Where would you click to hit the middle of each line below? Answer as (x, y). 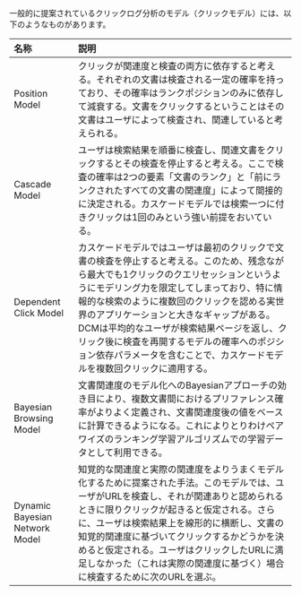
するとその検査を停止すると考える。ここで (185, 164)
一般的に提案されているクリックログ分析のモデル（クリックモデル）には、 (146, 13)
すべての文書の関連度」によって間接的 (202, 190)
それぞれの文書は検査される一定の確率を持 (185, 79)
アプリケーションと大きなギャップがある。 (185, 315)
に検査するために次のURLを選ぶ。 (149, 577)
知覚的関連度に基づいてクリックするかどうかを (176, 536)
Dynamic (33, 506)
